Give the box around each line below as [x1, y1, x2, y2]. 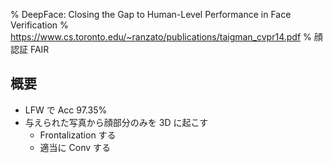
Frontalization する [39, 129, 117, 141]
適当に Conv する [39, 141, 112, 153]
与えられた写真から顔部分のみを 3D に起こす [24, 116, 209, 128]
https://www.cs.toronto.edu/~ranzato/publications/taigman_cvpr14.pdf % [10, 31, 312, 43]
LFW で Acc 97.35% [24, 104, 108, 116]
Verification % [10, 19, 69, 31]
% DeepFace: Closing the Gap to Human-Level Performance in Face [10, 9, 292, 20]
